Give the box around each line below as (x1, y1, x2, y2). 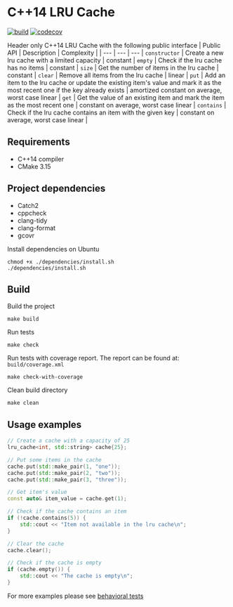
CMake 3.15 (17, 162, 51, 171)
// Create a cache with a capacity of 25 (7, 437, 131, 445)
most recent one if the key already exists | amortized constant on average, (7, 86, 222, 94)
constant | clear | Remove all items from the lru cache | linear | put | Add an (7, 71, 226, 79)
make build (7, 315, 39, 323)
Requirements (7, 136, 70, 148)
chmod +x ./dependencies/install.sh (7, 258, 114, 266)
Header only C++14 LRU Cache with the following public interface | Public (7, 41, 221, 49)
